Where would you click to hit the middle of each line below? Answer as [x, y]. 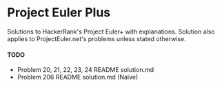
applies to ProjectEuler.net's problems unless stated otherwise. [97, 38]
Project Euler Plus [59, 13]
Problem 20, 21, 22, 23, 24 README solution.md [85, 70]
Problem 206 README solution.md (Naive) [78, 77]
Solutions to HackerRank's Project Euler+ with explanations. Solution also [111, 32]
